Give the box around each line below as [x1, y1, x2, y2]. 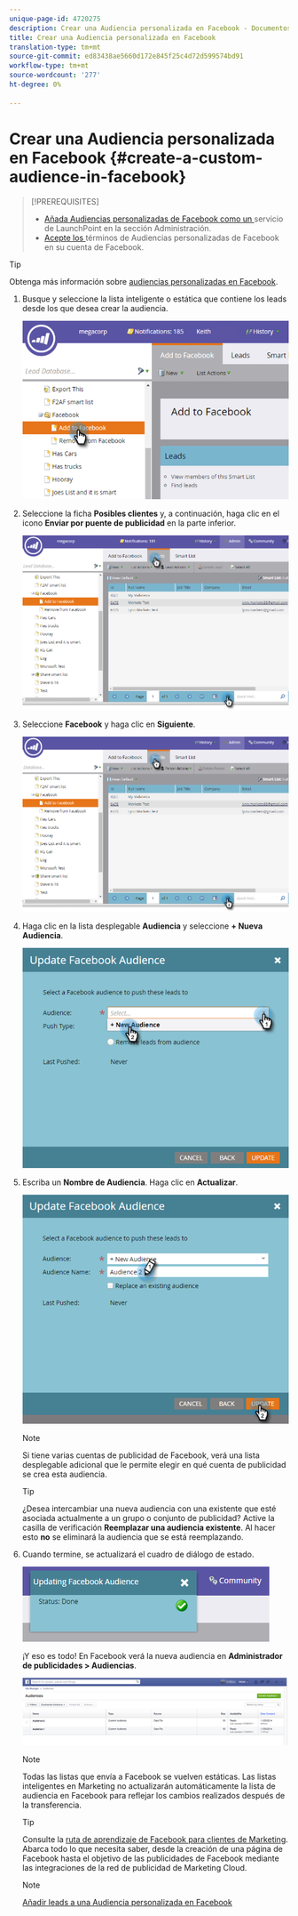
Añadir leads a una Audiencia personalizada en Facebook [21, 1896, 232, 1907]
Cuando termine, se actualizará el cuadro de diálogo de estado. [21, 1549, 255, 1560]
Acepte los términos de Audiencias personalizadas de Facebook [43, 232, 279, 243]
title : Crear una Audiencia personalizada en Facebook [9, 33, 216, 42]
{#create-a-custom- [109, 148, 263, 168]
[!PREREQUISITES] [30, 196, 99, 206]
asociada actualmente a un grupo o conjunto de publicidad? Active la [21, 1513, 275, 1524]
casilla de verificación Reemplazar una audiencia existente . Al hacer [21, 1522, 276, 1534]
